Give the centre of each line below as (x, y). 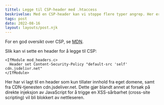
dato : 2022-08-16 (23, 23)
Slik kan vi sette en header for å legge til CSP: (51, 51)
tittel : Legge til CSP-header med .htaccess (51, 10)
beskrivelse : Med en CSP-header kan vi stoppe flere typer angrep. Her (79, 14)
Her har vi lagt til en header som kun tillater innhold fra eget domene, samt (80, 82)
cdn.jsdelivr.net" (24, 69)
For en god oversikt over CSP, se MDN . (44, 42)
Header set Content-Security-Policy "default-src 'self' (69, 64)
